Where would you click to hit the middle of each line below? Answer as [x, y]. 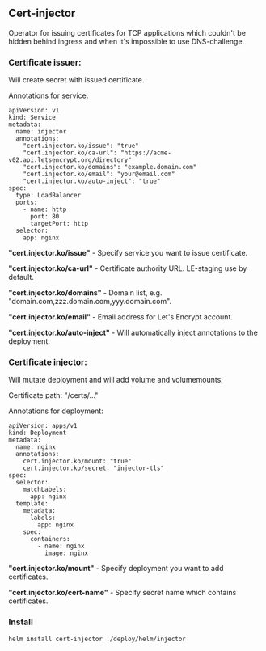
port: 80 [44, 217]
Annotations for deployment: [56, 411]
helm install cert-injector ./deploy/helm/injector [97, 639]
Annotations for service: [49, 95]
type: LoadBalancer [49, 196]
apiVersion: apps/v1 [43, 426]
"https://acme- [146, 153]
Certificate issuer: [45, 62]
